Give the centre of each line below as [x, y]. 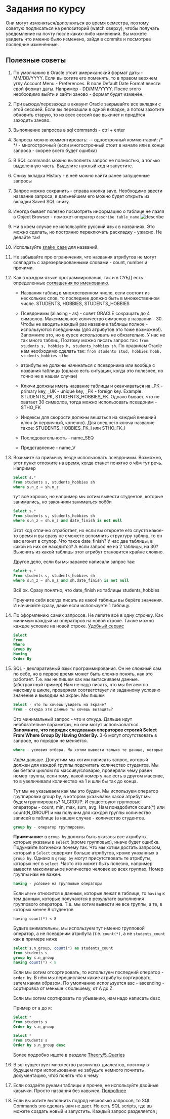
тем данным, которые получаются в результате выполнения [78, 899]
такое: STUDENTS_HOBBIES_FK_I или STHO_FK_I [73, 428]
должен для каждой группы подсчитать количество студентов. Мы [86, 765]
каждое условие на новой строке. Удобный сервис [69, 626]
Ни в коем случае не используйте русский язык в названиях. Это [84, 227]
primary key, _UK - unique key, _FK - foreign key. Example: [82, 391]
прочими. [24, 268]
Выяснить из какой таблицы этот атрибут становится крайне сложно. [88, 552]
